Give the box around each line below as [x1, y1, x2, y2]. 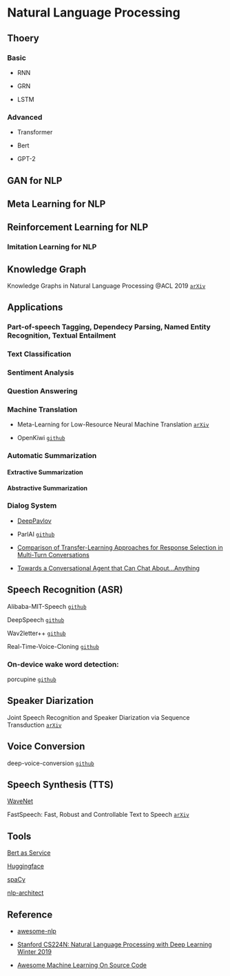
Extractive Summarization [7, 468, 84, 476]
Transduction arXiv [7, 720, 62, 729]
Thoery [7, 32, 40, 44]
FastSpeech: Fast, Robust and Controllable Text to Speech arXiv [7, 811, 189, 819]
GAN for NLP [7, 174, 63, 187]
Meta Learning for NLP [7, 198, 106, 209]
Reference [7, 908, 53, 920]
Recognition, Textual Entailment [7, 331, 116, 340]
